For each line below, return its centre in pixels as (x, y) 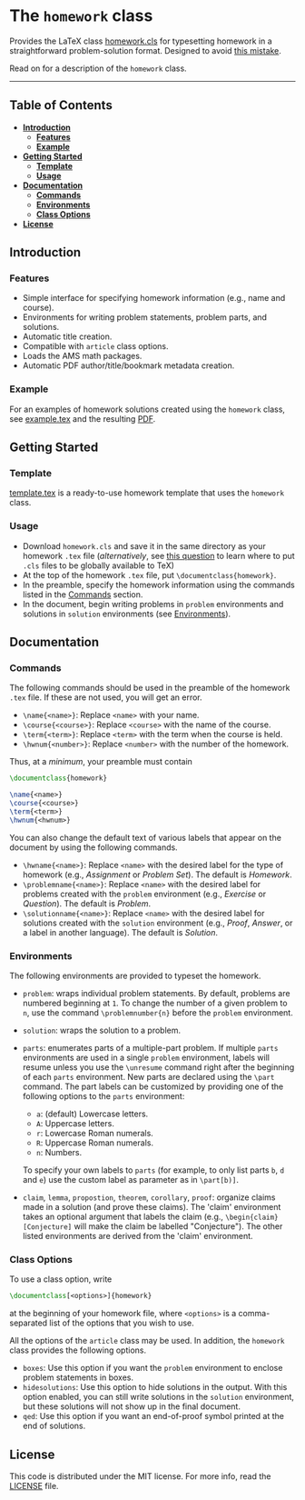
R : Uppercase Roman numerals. (95, 1143)
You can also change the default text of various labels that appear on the (145, 837)
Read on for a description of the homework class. (98, 68)
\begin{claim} (252, 1218)
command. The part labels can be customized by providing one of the (153, 1086)
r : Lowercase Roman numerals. (95, 1134)
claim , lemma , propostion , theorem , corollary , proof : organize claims (149, 1197)
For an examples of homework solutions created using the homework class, (148, 409)
